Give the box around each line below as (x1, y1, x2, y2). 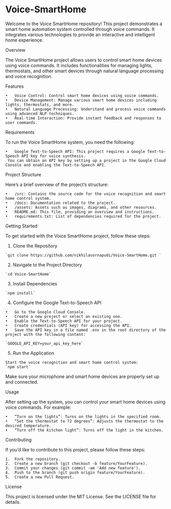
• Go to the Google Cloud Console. (5, 309, 86, 314)
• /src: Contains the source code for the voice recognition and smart (5, 191, 166, 196)
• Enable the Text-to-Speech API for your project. (5, 318, 123, 324)
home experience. (5, 37, 44, 43)
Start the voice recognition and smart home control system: (5, 360, 139, 365)
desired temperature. (5, 423, 52, 428)
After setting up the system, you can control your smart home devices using (5, 399, 165, 405)
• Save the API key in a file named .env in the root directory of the (5, 327, 166, 332)
